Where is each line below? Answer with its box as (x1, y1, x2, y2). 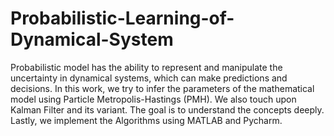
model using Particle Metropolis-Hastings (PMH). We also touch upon (10, 93, 297, 105)
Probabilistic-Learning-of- (10, 7, 235, 30)
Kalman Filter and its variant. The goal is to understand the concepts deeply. (10, 103, 325, 116)
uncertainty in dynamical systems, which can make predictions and (10, 72, 288, 84)
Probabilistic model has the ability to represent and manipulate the (10, 61, 283, 73)
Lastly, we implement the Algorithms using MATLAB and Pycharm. (10, 114, 283, 126)
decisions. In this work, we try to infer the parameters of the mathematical (10, 82, 315, 94)
